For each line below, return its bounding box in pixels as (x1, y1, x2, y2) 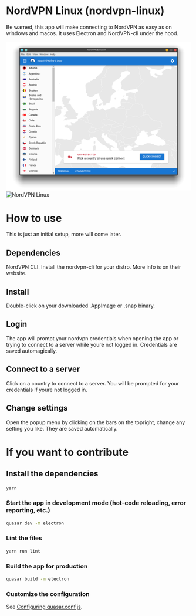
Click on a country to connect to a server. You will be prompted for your (6, 380, 180, 387)
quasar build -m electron (6, 576, 69, 582)
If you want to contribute (6, 445, 129, 459)
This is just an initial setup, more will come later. (6, 231, 121, 238)
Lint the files (6, 534, 42, 542)
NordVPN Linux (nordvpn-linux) (6, 4, 165, 18)
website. (6, 270, 27, 277)
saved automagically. (6, 347, 58, 354)
